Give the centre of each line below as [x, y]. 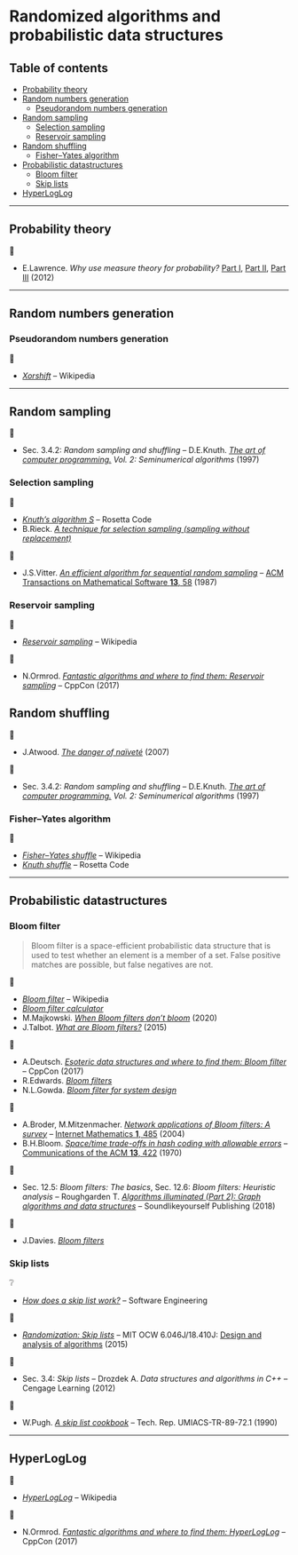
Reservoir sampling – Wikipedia [79, 641]
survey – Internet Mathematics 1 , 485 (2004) [103, 1133]
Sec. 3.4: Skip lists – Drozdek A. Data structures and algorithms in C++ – [155, 1379]
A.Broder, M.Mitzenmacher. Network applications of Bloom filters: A [146, 1124]
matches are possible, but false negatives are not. [122, 964]
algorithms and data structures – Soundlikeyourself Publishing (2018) [149, 1206]
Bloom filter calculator [63, 1008]
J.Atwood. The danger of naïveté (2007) [96, 751]
